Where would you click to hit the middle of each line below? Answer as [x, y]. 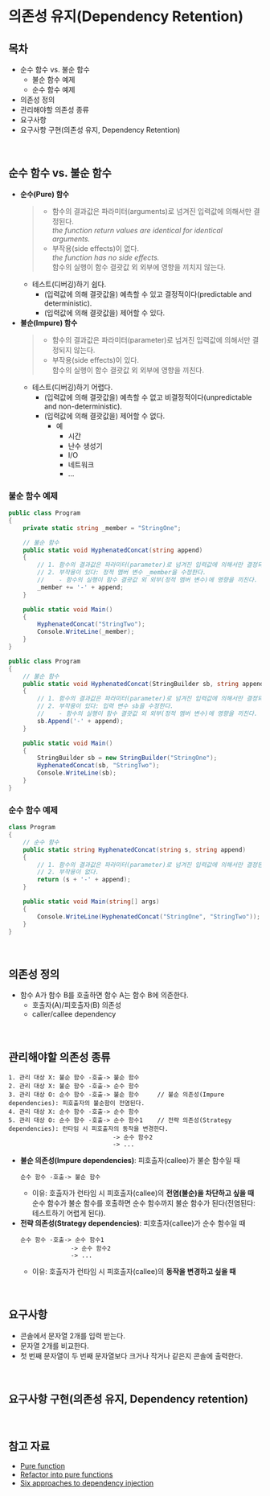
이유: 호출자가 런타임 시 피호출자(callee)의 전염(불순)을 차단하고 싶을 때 [143, 1193]
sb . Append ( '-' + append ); [81, 721]
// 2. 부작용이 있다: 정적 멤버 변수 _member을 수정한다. [122, 573]
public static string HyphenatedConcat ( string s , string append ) [135, 849]
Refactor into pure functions [66, 1475]
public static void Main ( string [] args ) [91, 902]
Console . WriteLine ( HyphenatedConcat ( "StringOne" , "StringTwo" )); [149, 917]
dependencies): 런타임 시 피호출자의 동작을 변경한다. [88, 1129]
